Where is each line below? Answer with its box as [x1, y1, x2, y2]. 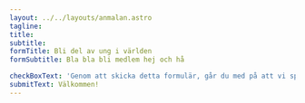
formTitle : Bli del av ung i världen [9, 47, 152, 56]
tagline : [9, 22, 43, 31]
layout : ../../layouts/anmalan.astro [9, 13, 152, 23]
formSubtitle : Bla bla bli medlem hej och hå [9, 55, 184, 64]
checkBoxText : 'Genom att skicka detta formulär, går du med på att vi [9, 71, 286, 81]
